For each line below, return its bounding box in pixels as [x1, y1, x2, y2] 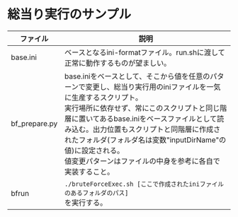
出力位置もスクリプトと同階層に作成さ [93, 124, 221, 134]
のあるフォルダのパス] [64, 189, 129, 197]
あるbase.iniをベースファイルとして [99, 114, 217, 124]
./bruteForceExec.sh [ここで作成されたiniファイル [64, 180, 225, 188]
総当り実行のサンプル [7, 6, 132, 23]
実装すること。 [64, 167, 115, 177]
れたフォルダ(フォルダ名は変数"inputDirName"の [64, 135, 227, 145]
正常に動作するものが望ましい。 [64, 58, 171, 68]
